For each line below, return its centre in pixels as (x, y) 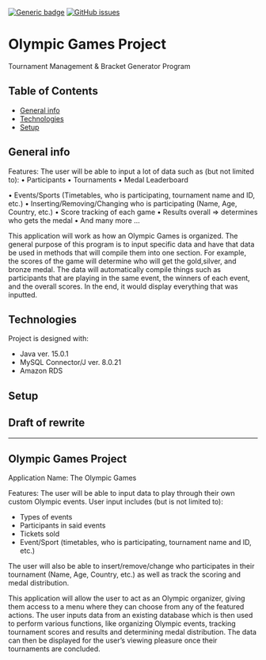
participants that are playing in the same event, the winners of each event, (129, 278)
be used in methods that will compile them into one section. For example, (127, 252)
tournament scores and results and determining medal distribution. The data (133, 632)
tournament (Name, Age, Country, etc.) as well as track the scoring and (125, 574)
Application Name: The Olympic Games (72, 478)
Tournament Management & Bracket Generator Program (99, 66)
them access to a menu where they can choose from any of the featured (126, 607)
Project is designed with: (48, 339)
